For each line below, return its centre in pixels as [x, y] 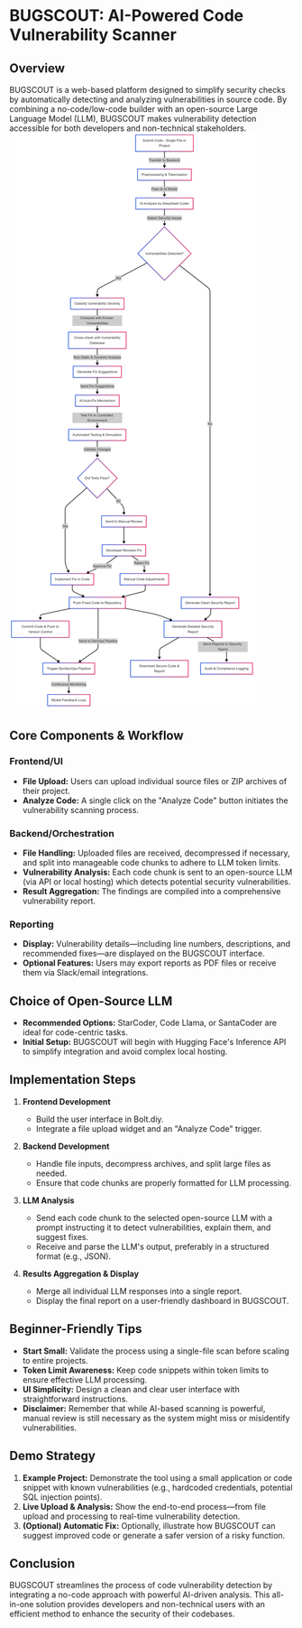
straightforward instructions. [75, 1399]
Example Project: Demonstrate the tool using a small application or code [157, 1477]
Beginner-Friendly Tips [76, 1329]
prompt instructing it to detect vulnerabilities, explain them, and [153, 1227]
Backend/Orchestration [62, 833]
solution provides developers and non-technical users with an [151, 1605]
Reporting [32, 924]
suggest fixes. [62, 1236]
